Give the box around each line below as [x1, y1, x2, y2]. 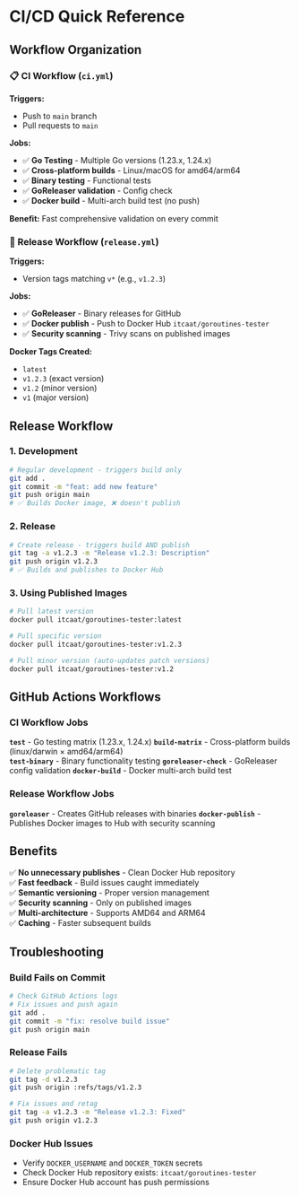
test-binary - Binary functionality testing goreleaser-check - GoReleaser [9, 755, 278, 766]
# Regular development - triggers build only [9, 465, 182, 475]
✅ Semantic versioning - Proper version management [9, 887, 210, 898]
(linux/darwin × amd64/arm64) [9, 746, 124, 757]
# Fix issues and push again [9, 1000, 118, 1008]
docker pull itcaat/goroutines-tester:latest [9, 615, 182, 624]
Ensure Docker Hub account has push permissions [21, 1177, 210, 1188]
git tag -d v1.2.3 [9, 1075, 78, 1084]
